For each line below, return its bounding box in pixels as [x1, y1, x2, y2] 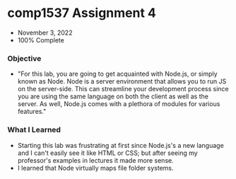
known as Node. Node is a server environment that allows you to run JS [17, 77, 227, 86]
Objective [7, 53, 42, 63]
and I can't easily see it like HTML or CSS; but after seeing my [17, 149, 198, 157]
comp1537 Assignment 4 [7, 5, 157, 21]
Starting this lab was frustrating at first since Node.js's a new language [17, 141, 224, 149]
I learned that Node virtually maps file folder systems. [17, 163, 174, 172]
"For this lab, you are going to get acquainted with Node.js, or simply [17, 69, 218, 79]
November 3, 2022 [17, 28, 73, 37]
